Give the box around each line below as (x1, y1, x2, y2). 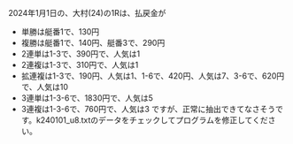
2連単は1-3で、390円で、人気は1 (20, 49, 141, 59)
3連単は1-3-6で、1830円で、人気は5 (20, 93, 154, 103)
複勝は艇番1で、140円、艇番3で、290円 (20, 38, 166, 48)
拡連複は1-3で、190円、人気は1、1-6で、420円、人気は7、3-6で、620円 (20, 71, 285, 81)
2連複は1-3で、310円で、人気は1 (20, 60, 139, 70)
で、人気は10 (20, 82, 68, 92)
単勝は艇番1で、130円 (20, 27, 100, 37)
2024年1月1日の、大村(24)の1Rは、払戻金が (8, 8, 166, 18)
